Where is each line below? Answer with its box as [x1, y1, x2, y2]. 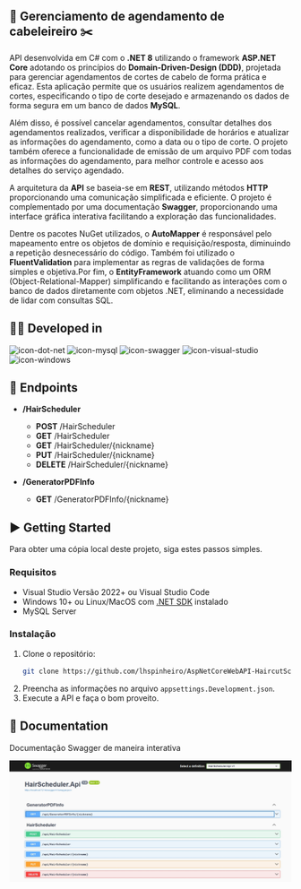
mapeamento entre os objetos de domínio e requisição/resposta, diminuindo [9, 237, 291, 248]
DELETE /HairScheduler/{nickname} [35, 459, 168, 470]
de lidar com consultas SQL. [9, 295, 114, 306]
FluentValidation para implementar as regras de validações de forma [9, 256, 265, 267]
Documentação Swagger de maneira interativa [9, 742, 181, 753]
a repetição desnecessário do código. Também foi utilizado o [9, 247, 236, 258]
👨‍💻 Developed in [9, 321, 103, 336]
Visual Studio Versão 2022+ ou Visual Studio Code [21, 586, 211, 597]
